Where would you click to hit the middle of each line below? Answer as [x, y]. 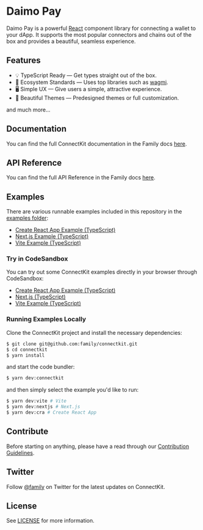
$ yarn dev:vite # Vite [37, 401]
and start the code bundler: [41, 367]
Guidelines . [20, 453]
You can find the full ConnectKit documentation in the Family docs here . [97, 144]
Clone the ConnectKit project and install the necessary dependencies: [94, 332]
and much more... [28, 110]
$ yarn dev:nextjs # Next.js [43, 407]
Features [23, 60]
